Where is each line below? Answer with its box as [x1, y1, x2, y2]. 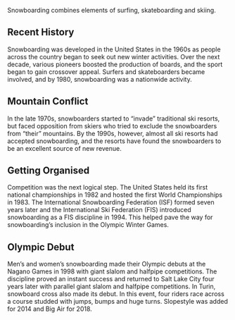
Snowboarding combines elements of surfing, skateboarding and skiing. [7, 6, 216, 14]
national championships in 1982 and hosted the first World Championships [7, 190, 223, 199]
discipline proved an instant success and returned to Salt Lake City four [7, 275, 215, 283]
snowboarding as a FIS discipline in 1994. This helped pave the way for [7, 213, 213, 221]
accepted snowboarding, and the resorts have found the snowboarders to [7, 137, 222, 145]
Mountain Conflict [7, 95, 89, 108]
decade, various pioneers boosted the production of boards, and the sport [7, 60, 223, 68]
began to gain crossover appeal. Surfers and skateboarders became [7, 67, 205, 76]
